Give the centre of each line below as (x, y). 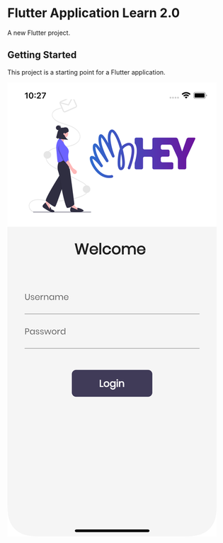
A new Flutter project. (39, 33)
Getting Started (42, 55)
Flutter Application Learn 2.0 (94, 13)
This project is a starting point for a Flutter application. (86, 72)
